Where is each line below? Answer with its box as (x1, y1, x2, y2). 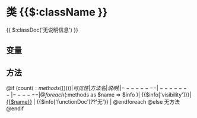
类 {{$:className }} (6, 5, 108, 19)
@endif (6, 105, 24, 112)
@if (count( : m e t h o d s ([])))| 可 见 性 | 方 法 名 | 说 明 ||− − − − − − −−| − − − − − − (6, 85, 187, 92)
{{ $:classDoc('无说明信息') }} (6, 26, 78, 33)
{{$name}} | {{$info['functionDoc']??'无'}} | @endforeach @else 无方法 (6, 98, 180, 105)
